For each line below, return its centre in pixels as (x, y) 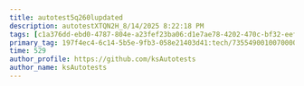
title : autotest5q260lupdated (66, 17)
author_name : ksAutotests (58, 68)
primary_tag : (34, 43)
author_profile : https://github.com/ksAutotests (103, 59)
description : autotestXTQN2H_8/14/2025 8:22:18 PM (107, 26)
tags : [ (24, 34)
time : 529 (28, 51)
